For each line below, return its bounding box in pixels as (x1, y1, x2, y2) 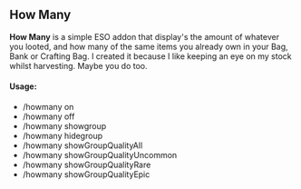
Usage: (9, 81, 38, 92)
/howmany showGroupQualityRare (22, 159, 151, 171)
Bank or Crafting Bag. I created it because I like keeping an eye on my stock (9, 50, 292, 62)
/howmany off (22, 111, 75, 122)
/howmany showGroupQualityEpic (22, 169, 150, 180)
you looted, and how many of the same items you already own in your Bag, (9, 41, 288, 52)
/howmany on (22, 102, 74, 113)
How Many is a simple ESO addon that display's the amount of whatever (9, 31, 279, 42)
